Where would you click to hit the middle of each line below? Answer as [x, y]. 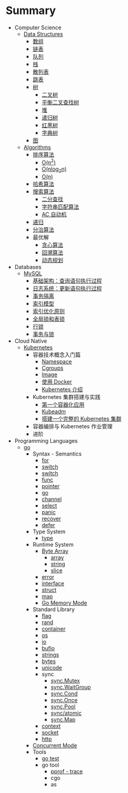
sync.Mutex [65, 681]
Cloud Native [31, 341]
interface [53, 584]
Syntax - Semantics [57, 454]
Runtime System [53, 545]
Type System [49, 532]
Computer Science [38, 27]
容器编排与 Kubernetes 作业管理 [72, 426]
